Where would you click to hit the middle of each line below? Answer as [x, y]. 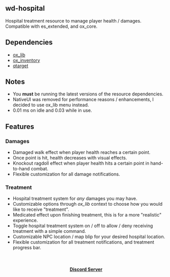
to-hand [21, 169]
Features [20, 126]
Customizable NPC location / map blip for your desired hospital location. [89, 237]
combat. [39, 169]
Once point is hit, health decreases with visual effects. [70, 158]
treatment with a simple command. [49, 231]
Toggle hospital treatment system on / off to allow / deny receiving [83, 226]
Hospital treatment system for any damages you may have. [75, 199]
